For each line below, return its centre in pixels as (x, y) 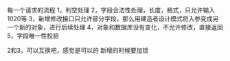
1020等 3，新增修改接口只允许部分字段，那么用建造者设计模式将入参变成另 (113, 19)
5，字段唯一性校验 (33, 36)
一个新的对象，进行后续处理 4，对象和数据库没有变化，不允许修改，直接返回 (115, 27)
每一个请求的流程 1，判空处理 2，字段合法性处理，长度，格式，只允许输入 (111, 10)
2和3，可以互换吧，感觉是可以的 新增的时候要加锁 (78, 50)
